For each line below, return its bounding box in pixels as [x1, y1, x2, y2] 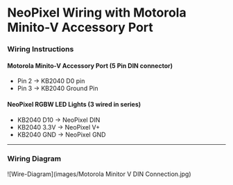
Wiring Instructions [7, 44, 74, 54]
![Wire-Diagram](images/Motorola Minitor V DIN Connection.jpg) [7, 170, 192, 178]
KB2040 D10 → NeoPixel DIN [17, 116, 101, 124]
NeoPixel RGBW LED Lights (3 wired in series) [7, 100, 141, 108]
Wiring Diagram [7, 154, 61, 164]
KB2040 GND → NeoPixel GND [17, 130, 106, 139]
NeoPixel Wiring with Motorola [7, 5, 187, 21]
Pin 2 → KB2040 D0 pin [17, 77, 85, 85]
